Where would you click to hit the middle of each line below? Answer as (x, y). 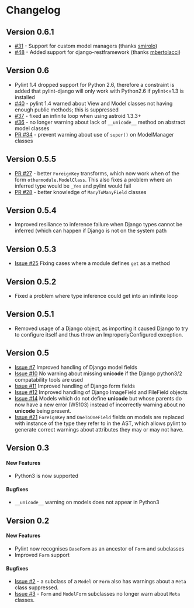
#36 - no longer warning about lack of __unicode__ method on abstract (100, 122)
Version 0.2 (28, 520)
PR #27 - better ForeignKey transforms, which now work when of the (97, 173)
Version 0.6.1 (30, 32)
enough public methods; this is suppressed (66, 110)
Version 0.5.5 (31, 159)
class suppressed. (37, 587)
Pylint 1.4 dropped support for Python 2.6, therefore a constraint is (94, 84)
